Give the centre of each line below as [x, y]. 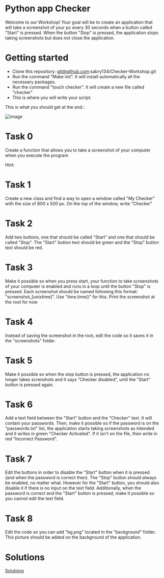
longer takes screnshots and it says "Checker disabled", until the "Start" [78, 379]
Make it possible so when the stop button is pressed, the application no [77, 374]
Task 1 [18, 184]
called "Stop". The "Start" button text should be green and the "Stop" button [82, 242]
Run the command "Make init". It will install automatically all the [76, 76]
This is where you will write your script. [52, 97]
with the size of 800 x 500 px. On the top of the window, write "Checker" [79, 203]
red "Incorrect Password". [31, 439]
